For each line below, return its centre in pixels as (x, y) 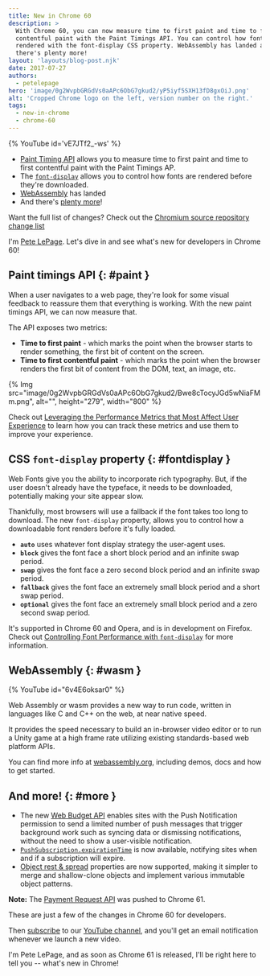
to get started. (32, 771)
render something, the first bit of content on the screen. (112, 352)
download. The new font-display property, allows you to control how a (126, 520)
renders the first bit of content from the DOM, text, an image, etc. (128, 369)
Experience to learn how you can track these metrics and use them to (123, 425)
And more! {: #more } (62, 796)
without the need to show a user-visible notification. (106, 841)
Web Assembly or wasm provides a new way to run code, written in (120, 706)
